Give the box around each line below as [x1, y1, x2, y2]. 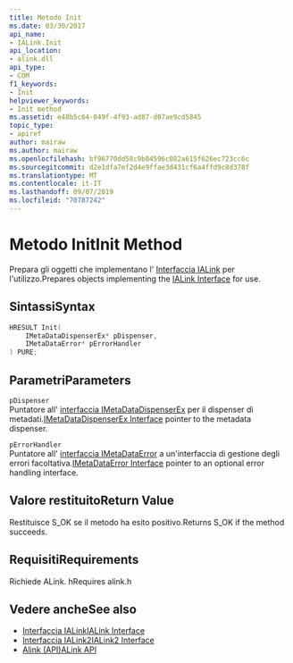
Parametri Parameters [9, 373, 131, 388]
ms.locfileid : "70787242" [9, 196, 105, 206]
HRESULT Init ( [9, 323, 63, 331]
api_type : [9, 63, 46, 72]
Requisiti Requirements [9, 552, 139, 567]
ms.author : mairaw [9, 146, 78, 155]
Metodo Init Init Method [9, 234, 183, 255]
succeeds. [9, 526, 47, 537]
